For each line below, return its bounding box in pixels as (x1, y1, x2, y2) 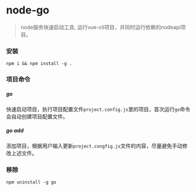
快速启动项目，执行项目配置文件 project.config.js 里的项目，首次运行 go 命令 (6, 106, 191, 113)
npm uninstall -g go (6, 179, 57, 185)
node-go (6, 4, 49, 17)
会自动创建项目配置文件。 (6, 113, 68, 120)
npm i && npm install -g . (6, 61, 72, 67)
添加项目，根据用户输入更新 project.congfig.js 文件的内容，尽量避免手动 (6, 142, 182, 149)
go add (6, 127, 24, 134)
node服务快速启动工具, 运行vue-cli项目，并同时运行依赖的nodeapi (20, 23, 181, 30)
